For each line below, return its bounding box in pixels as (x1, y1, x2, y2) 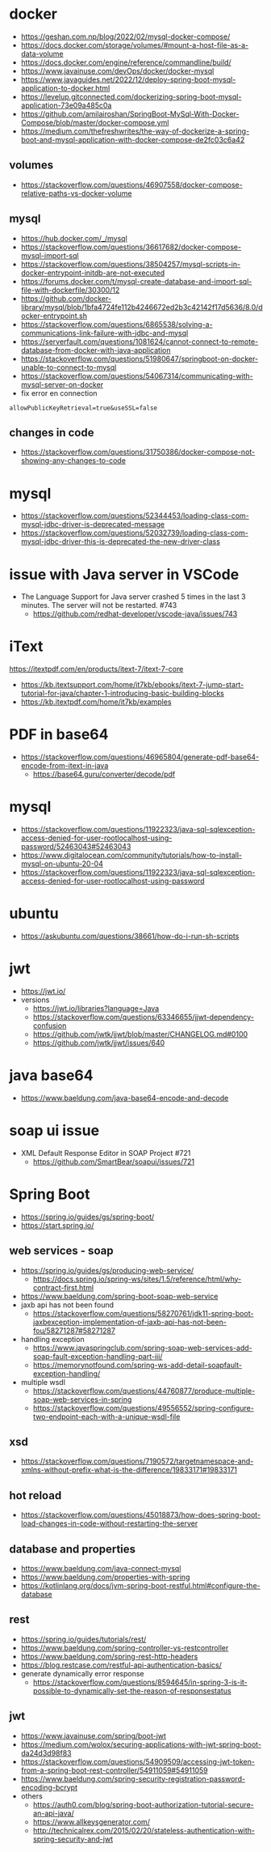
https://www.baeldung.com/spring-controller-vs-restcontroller (20, 1642, 229, 1652)
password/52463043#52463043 (20, 842, 131, 852)
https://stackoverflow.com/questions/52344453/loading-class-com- (20, 511, 249, 520)
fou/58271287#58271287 (32, 1325, 116, 1336)
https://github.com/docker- (20, 293, 112, 304)
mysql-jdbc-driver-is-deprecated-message (20, 520, 165, 529)
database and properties (9, 1542, 136, 1556)
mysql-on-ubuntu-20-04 (20, 859, 103, 869)
